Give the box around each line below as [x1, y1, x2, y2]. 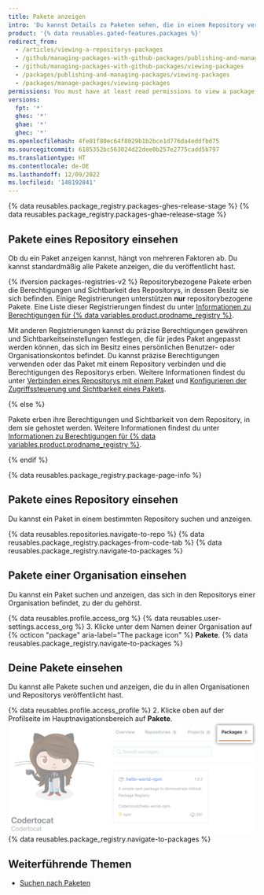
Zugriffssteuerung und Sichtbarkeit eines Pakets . [8, 384, 167, 394]
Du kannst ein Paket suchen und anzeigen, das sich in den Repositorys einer [8, 590, 256, 599]
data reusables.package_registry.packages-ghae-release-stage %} [8, 209, 226, 220]
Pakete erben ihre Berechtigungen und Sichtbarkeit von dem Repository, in [8, 414, 250, 424]
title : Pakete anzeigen [8, 13, 86, 20]
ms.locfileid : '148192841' [8, 179, 97, 187]
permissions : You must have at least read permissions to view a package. [8, 87, 258, 95]
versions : [8, 95, 41, 104]
